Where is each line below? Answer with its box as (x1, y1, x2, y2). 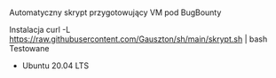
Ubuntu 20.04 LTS (21, 60, 90, 71)
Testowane (9, 43, 50, 54)
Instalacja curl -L (9, 25, 71, 35)
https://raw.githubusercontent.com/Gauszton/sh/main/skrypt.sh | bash (9, 34, 268, 44)
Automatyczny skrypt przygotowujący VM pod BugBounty (9, 7, 222, 18)
